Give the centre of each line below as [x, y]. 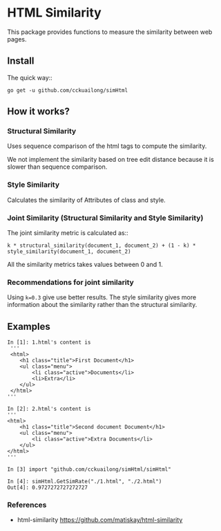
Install [21, 61]
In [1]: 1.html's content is [49, 343]
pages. [17, 39]
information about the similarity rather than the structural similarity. [102, 305]
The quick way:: [30, 77]
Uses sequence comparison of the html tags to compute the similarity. [107, 146]
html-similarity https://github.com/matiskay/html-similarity [100, 520]
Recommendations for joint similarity [71, 282]
